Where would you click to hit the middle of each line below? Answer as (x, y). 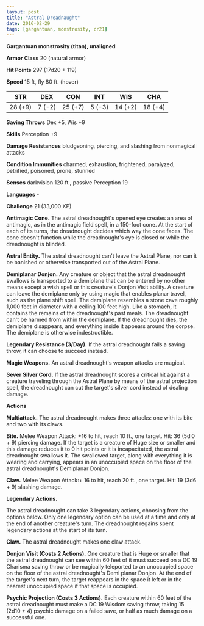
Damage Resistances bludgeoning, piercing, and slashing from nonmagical (101, 146)
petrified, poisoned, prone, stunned (51, 171)
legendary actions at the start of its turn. (57, 530)
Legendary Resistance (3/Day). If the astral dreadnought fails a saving (96, 344)
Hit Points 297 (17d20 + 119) (42, 70)
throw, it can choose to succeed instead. (57, 351)
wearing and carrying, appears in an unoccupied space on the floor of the (99, 462)
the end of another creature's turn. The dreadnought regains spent (90, 523)
